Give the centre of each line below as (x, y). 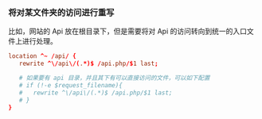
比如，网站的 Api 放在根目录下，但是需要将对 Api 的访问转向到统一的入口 (127, 31)
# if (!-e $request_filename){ (71, 85)
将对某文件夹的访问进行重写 (61, 12)
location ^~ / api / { (43, 56)
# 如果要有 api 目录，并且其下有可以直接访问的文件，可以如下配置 (114, 78)
